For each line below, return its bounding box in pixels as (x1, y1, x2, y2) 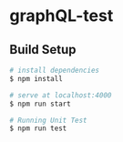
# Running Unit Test (9, 116, 88, 125)
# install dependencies (9, 66, 100, 75)
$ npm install (9, 74, 64, 83)
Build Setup (9, 42, 77, 57)
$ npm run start (9, 99, 71, 108)
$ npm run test (9, 124, 67, 133)
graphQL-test (9, 5, 114, 26)
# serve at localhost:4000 (9, 90, 112, 100)
